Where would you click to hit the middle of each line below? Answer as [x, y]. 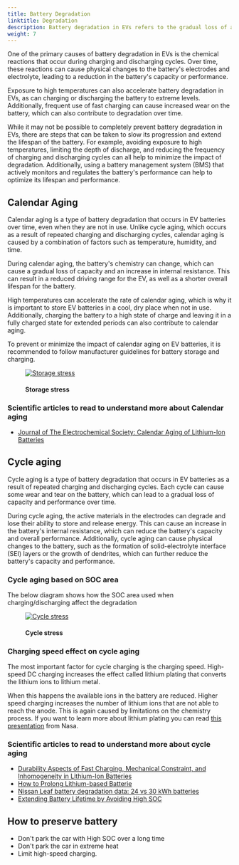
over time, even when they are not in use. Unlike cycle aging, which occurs [117, 227]
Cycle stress [44, 633]
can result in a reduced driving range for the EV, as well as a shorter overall [117, 279]
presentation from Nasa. [43, 725]
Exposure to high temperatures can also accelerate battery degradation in [116, 90]
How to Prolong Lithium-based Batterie [75, 784]
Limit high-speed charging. [57, 854]
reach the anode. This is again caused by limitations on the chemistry [109, 711]
